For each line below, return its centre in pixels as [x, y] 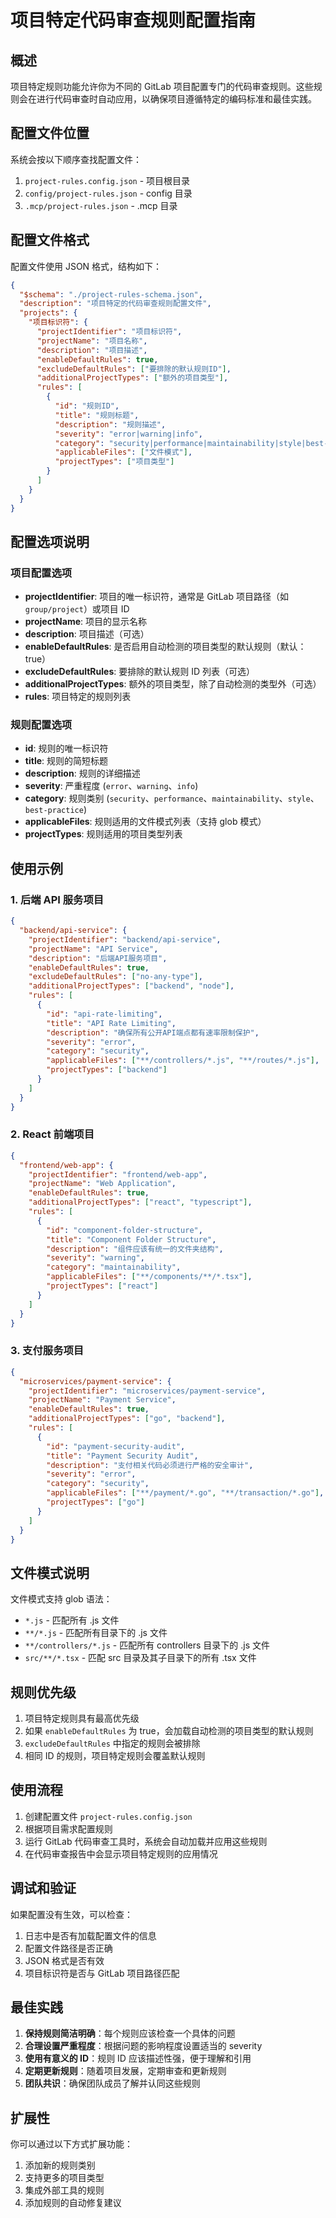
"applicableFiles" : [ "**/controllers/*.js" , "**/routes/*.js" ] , [183, 1061]
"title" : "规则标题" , [97, 415]
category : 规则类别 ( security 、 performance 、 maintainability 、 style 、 [172, 798]
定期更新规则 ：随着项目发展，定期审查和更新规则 [125, 2071]
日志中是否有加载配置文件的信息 [90, 1935]
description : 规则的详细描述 [82, 773]
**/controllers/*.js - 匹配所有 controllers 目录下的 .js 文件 [147, 1645]
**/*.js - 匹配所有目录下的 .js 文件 [96, 1633]
